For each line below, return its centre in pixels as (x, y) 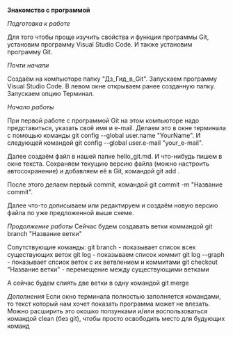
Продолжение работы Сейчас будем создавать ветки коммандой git (110, 226)
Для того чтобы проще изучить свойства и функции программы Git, (108, 37)
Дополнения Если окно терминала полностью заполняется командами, (114, 296)
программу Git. (30, 52)
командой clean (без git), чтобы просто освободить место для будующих (116, 319)
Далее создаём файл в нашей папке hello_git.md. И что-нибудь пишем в (115, 156)
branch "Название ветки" (45, 234)
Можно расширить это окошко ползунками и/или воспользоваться (107, 311)
